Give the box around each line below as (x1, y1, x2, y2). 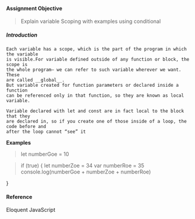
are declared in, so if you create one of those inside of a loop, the (6, 119, 187, 125)
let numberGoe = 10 (20, 151, 69, 158)
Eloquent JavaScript (6, 207, 56, 214)
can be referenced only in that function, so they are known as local (6, 93, 184, 99)
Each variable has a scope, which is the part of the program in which (6, 46, 187, 53)
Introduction (6, 31, 37, 38)
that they (6, 113, 31, 119)
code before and (6, 124, 46, 130)
